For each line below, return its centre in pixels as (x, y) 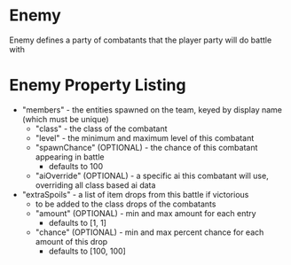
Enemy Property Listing (98, 86)
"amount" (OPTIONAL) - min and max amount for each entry (145, 213)
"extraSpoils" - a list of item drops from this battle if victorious (135, 194)
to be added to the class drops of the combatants (126, 204)
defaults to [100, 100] (87, 251)
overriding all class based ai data (95, 185)
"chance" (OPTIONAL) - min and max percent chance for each (149, 232)
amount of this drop (71, 241)
